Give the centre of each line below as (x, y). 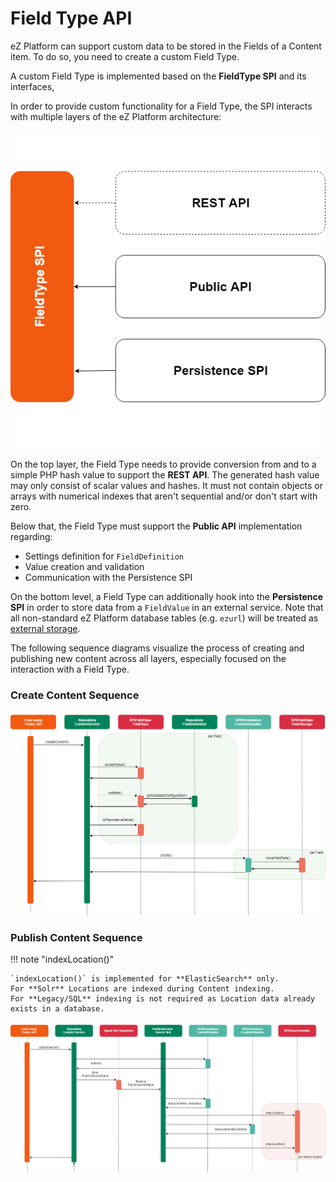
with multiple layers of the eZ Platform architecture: (116, 116)
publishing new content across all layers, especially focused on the (148, 659)
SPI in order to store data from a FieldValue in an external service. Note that (167, 608)
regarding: (31, 537)
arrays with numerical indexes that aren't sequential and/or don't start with (164, 496)
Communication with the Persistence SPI (108, 578)
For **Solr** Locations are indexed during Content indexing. (142, 989)
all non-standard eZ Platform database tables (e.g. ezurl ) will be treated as (164, 618)
